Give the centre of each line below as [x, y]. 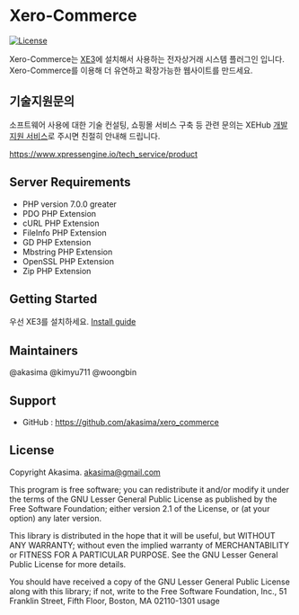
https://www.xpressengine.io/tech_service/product [104, 154]
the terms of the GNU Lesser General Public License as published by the [143, 499]
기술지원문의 [42, 101]
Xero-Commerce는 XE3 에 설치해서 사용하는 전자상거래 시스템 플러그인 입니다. [147, 58]
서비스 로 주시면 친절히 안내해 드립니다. [93, 136]
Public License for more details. [68, 564]
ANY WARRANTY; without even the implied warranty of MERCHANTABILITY [149, 545]
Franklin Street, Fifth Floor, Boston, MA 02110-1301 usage [114, 601]
